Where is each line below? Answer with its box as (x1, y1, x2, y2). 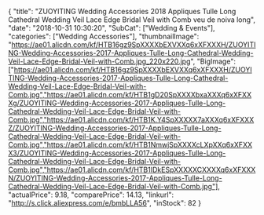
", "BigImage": (189, 56, 236, 66)
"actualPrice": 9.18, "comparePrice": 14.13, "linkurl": (8, 190, 174, 199)
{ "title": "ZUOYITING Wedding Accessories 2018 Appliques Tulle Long (8, 7, 236, 16)
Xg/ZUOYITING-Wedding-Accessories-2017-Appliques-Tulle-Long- (8, 98, 226, 107)
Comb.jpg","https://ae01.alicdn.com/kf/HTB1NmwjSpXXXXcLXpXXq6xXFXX (8, 140, 253, 149)
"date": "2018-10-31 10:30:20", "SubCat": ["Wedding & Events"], (8, 24, 215, 32)
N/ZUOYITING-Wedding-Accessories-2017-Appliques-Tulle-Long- (8, 173, 222, 183)
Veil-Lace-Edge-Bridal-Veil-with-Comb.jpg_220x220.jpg (8, 56, 191, 66)
